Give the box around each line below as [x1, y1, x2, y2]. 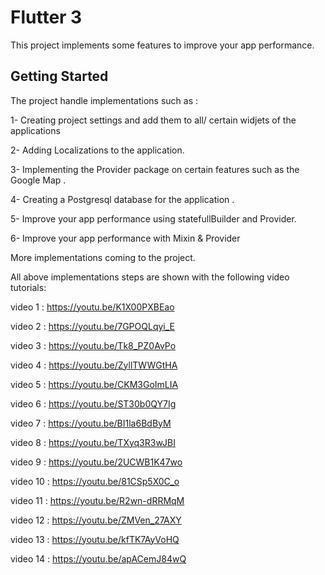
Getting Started [10, 68, 109, 85]
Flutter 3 [10, 6, 83, 29]
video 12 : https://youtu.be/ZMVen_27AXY [10, 514, 182, 526]
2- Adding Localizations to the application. [10, 144, 185, 156]
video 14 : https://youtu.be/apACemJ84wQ [10, 552, 187, 565]
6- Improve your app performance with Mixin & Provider [10, 232, 241, 244]
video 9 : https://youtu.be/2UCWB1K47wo [10, 456, 183, 468]
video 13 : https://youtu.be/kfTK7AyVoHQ [10, 533, 180, 545]
